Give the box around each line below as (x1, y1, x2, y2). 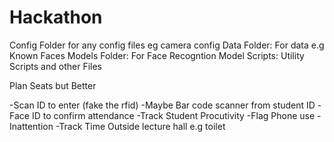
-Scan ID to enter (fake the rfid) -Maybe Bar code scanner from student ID (9, 99, 316, 111)
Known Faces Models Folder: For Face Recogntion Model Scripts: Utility (9, 49, 305, 61)
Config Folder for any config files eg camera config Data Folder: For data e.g (9, 39, 325, 51)
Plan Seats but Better (9, 79, 97, 91)
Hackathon (9, 6, 103, 29)
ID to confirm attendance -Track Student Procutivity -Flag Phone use (31, 109, 316, 121)
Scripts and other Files (9, 60, 102, 72)
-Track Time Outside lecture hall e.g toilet (55, 120, 226, 132)
